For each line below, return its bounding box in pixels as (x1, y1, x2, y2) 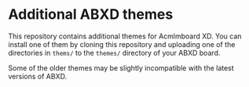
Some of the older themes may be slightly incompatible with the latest (8, 63, 234, 72)
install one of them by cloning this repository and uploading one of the (8, 39, 236, 49)
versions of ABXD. (8, 71, 68, 81)
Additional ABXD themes (8, 5, 174, 24)
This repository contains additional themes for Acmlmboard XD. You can (8, 31, 242, 41)
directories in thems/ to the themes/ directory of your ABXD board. (8, 48, 221, 57)
